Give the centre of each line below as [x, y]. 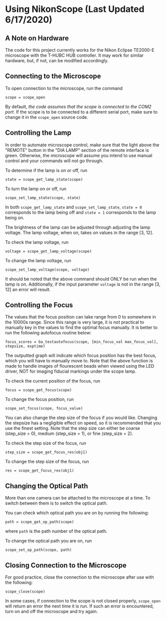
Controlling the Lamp [38, 133]
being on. [15, 217]
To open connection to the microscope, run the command [64, 88]
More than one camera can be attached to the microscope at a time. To [78, 498]
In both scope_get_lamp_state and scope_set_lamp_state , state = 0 [74, 207]
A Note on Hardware [37, 38]
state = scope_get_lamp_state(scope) [44, 179]
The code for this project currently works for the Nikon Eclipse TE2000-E [80, 50]
